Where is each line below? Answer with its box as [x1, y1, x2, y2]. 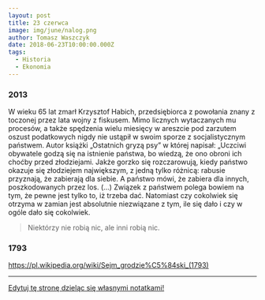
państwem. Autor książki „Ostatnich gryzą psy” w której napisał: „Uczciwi [8, 141, 247, 150]
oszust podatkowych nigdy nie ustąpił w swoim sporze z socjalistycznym [8, 132, 246, 142]
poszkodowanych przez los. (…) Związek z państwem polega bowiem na [8, 182, 244, 192]
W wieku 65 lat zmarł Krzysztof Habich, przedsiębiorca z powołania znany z [8, 107, 256, 117]
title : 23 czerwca [8, 19, 69, 27]
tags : [8, 48, 26, 56]
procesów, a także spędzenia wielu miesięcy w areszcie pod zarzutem [8, 124, 237, 133]
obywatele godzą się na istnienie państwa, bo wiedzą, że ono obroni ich [8, 149, 242, 159]
